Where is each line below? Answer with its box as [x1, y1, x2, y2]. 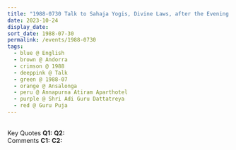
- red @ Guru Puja [13, 102, 69, 109]
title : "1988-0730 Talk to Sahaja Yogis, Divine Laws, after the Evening [7, 10, 230, 18]
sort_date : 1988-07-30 [7, 30, 74, 37]
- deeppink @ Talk [13, 69, 69, 76]
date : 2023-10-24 [7, 17, 59, 24]
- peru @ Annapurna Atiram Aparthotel [13, 89, 129, 96]
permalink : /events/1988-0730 [7, 37, 97, 44]
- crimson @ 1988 [13, 63, 65, 70]
